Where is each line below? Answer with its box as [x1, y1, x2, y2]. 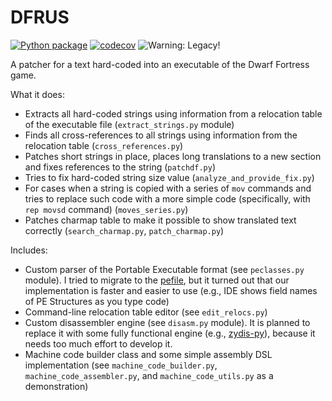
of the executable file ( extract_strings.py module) [24, 118, 235, 130]
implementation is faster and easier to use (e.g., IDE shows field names [24, 284, 318, 296]
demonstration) [24, 380, 89, 392]
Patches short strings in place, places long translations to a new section [24, 150, 322, 162]
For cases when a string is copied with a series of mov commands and [24, 182, 312, 194]
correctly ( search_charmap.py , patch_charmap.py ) [24, 224, 225, 236]
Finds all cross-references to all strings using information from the [24, 129, 298, 141]
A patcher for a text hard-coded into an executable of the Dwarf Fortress [10, 58, 310, 70]
